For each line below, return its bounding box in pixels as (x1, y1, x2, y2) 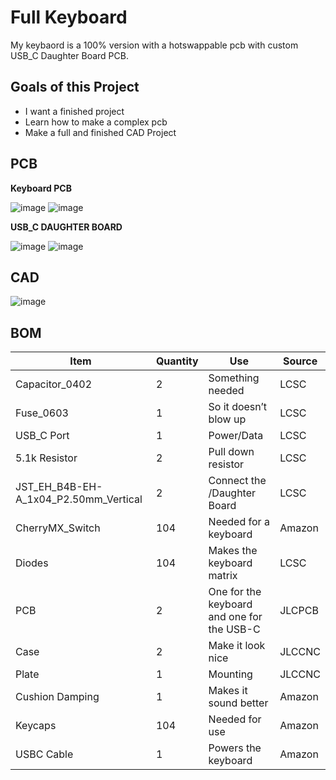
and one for (208, 610, 263, 624)
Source (282, 354, 318, 368)
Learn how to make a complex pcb (24, 116, 168, 128)
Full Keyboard (10, 6, 128, 29)
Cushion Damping (15, 690, 100, 704)
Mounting (208, 667, 253, 681)
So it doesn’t (208, 400, 268, 414)
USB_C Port (15, 429, 70, 443)
